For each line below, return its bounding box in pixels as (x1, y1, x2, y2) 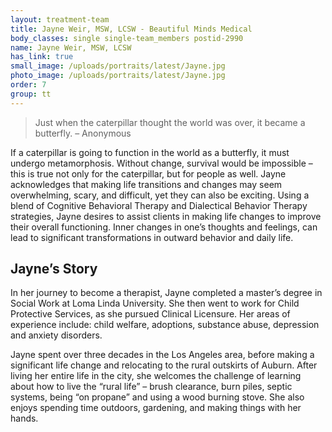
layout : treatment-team (10, 14, 110, 25)
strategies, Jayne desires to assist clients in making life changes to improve (10, 210, 322, 222)
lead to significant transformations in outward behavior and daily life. (10, 231, 294, 243)
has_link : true (10, 52, 74, 62)
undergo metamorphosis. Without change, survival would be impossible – (10, 157, 313, 169)
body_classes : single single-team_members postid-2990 (10, 33, 244, 43)
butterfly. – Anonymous (34, 127, 132, 139)
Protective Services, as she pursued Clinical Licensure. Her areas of (10, 308, 291, 320)
